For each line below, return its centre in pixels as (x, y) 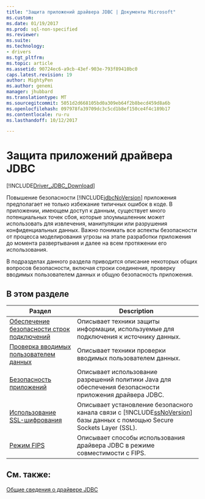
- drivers (19, 52)
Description (136, 311)
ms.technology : (26, 47)
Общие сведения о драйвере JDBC (52, 489)
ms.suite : (19, 40)
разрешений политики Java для (124, 379)
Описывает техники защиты (118, 321)
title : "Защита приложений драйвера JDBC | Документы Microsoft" (91, 12)
